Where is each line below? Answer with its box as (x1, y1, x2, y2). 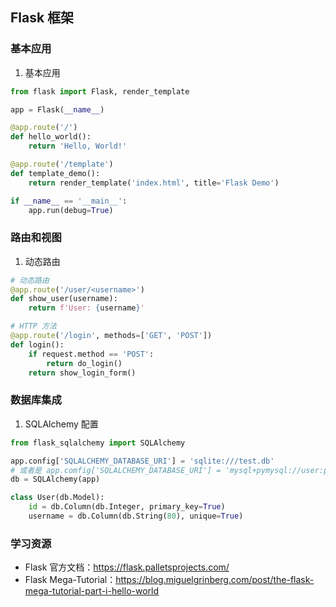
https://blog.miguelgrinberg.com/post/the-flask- (115, 574, 315, 586)
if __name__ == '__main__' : (10, 196, 128, 206)
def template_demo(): (10, 168, 101, 178)
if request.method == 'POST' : (28, 349, 155, 359)
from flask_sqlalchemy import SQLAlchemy (10, 438, 186, 448)
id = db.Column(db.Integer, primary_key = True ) (28, 502, 226, 512)
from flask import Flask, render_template (10, 86, 190, 97)
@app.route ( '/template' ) (10, 159, 114, 170)
